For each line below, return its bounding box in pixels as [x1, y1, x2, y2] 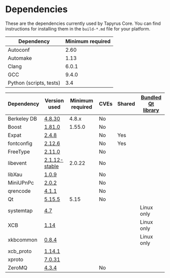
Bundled [141, 94, 162, 101]
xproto [8, 256, 24, 263]
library [143, 107, 159, 114]
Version [45, 97, 64, 104]
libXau [8, 171, 23, 178]
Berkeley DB [8, 115, 37, 122]
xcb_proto [8, 248, 32, 255]
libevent [8, 159, 27, 166]
